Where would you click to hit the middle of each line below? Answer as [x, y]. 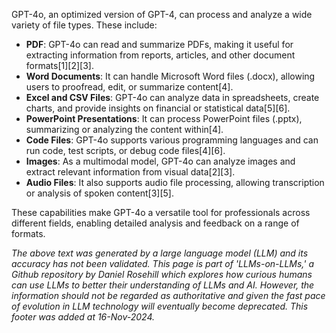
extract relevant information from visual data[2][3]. [130, 172]
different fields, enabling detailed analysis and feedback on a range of [155, 223]
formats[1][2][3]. [59, 65]
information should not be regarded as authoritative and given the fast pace [168, 295]
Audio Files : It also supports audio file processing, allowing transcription [175, 182]
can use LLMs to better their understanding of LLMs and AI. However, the [163, 285]
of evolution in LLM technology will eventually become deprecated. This [160, 306]
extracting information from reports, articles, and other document [160, 55]
